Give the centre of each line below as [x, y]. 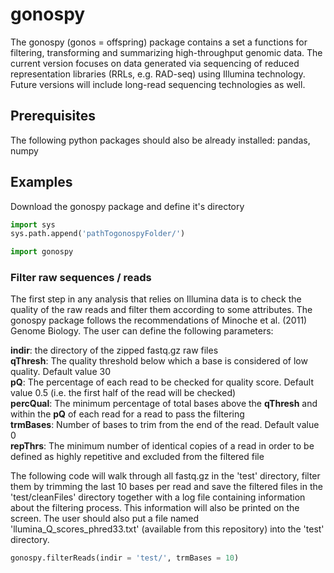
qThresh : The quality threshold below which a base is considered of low [159, 361]
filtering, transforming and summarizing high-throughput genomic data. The [166, 52]
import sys [33, 224]
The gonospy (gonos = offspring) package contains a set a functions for [159, 42]
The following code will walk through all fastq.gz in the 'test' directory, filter [165, 476]
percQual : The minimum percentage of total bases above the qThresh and [164, 404]
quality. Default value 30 [60, 372]
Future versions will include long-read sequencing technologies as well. [158, 84]
